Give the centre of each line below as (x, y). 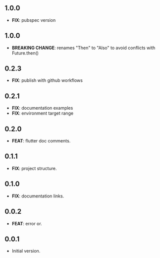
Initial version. (26, 251)
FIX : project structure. (34, 168)
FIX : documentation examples (42, 108)
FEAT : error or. (27, 223)
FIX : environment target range (43, 113)
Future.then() (25, 53)
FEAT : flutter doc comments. (41, 141)
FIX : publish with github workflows (47, 80)
